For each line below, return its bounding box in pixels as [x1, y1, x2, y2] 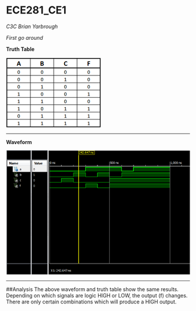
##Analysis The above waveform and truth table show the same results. [6, 286, 179, 293]
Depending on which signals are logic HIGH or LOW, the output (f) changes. [6, 292, 188, 299]
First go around [6, 34, 43, 41]
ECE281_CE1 [6, 4, 67, 17]
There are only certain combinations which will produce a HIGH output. [6, 298, 177, 305]
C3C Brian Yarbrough [6, 23, 58, 30]
